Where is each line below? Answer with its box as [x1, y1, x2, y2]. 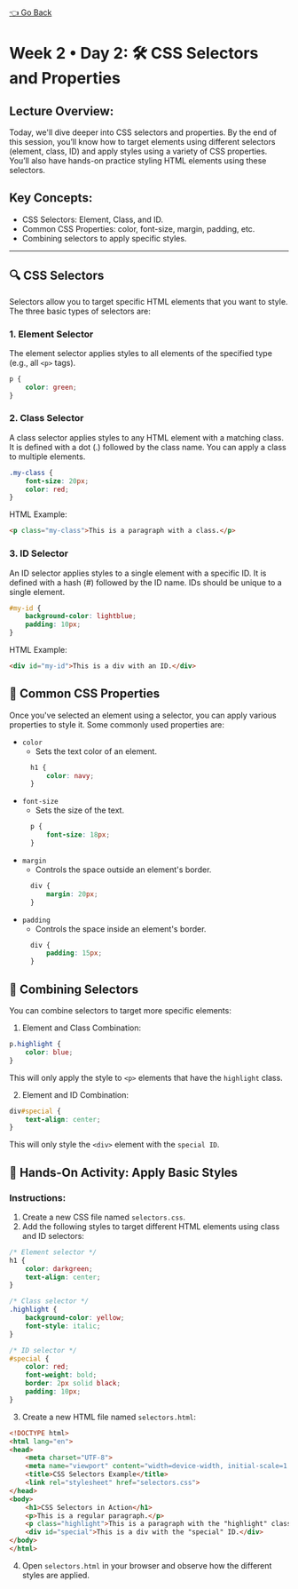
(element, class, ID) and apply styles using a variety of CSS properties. [9, 146, 268, 156]
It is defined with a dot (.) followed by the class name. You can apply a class [9, 441, 286, 452]
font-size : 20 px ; [25, 476, 90, 486]
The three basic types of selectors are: [9, 306, 151, 316]
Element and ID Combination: [21, 1089, 129, 1100]
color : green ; [25, 383, 77, 392]
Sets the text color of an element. [35, 745, 158, 757]
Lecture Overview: [9, 103, 114, 118]
